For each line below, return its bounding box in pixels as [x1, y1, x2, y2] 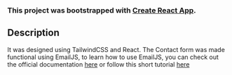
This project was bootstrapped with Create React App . [7, 6, 196, 15]
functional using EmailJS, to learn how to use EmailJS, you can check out [7, 53, 219, 61]
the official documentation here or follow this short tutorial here [7, 60, 190, 68]
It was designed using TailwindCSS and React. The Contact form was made [7, 45, 226, 53]
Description [7, 27, 60, 39]
